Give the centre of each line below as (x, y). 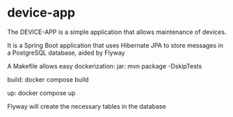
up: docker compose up (41, 93)
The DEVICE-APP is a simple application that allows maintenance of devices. (117, 32)
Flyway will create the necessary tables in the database (87, 106)
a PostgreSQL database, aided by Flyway (66, 53)
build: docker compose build (48, 79)
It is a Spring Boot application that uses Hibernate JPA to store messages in (115, 45)
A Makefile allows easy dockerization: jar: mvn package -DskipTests (105, 66)
